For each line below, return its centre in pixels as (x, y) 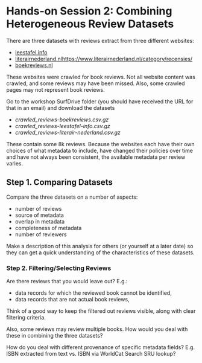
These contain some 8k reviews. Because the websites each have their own (100, 144)
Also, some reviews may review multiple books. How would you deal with (97, 329)
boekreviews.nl (34, 65)
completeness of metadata (48, 228)
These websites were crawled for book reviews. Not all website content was (101, 77)
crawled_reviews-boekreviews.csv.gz (62, 120)
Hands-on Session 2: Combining (89, 11)
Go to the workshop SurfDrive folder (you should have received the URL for (100, 101)
